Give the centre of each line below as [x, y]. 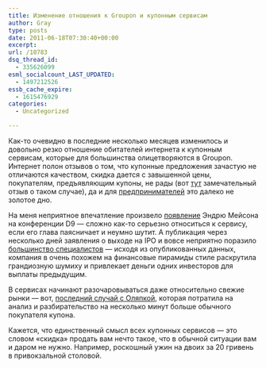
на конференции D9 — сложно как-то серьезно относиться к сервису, [128, 224]
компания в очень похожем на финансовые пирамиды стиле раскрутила [132, 257]
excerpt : [23, 45]
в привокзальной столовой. [55, 355]
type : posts [28, 30]
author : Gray [30, 23]
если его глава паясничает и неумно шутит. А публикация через [118, 232]
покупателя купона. [42, 315]
